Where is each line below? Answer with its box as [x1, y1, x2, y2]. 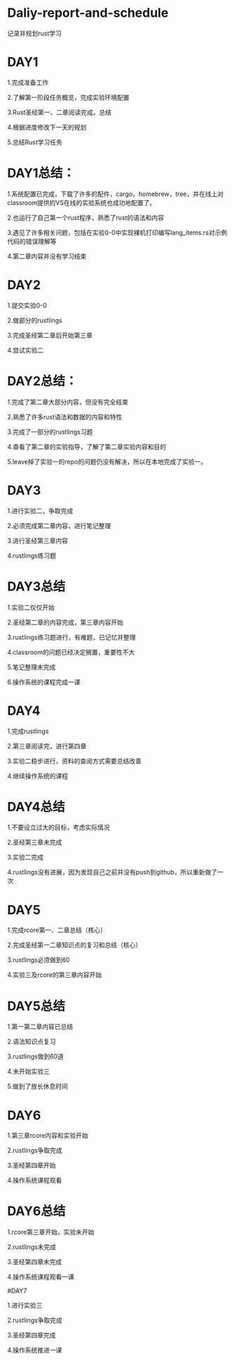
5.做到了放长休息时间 [7, 1082, 68, 1091]
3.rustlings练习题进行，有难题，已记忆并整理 [7, 633, 136, 641]
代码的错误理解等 [7, 237, 57, 245]
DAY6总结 [7, 1203, 66, 1219]
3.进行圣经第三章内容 [7, 536, 69, 545]
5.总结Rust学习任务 [7, 138, 63, 146]
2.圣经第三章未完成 [7, 838, 62, 847]
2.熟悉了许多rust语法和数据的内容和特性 [7, 412, 123, 421]
